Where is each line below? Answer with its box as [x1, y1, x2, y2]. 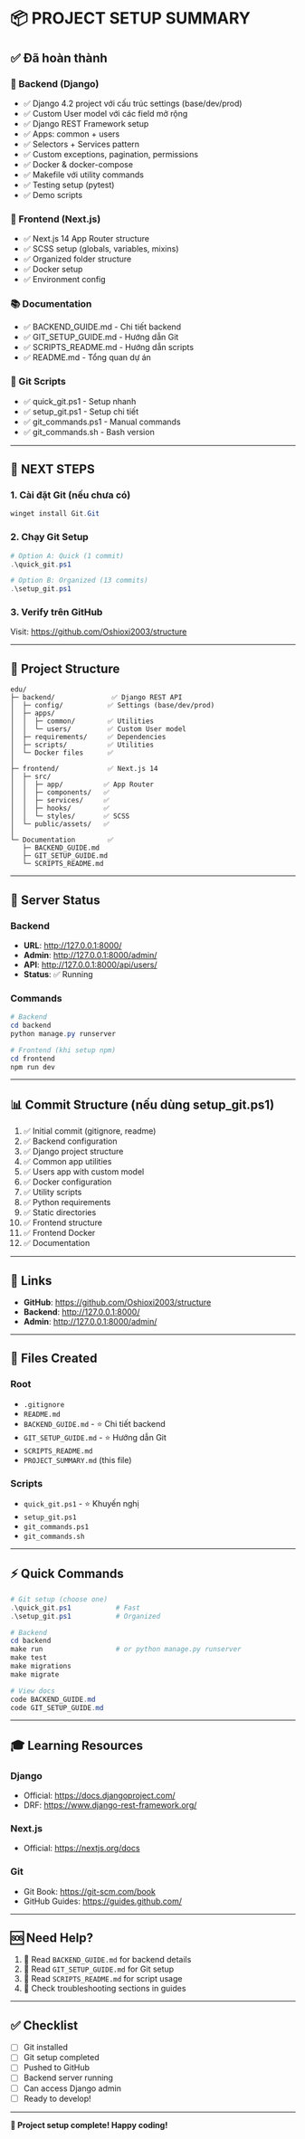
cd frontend [10, 1054, 55, 1063]
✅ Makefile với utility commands [23, 169, 144, 180]
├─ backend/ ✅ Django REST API [10, 693, 183, 702]
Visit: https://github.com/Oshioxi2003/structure [10, 626, 187, 637]
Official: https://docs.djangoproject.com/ [23, 1790, 176, 1802]
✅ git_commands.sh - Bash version [23, 426, 155, 437]
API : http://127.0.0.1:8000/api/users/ [23, 959, 157, 970]
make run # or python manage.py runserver [10, 1645, 243, 1654]
